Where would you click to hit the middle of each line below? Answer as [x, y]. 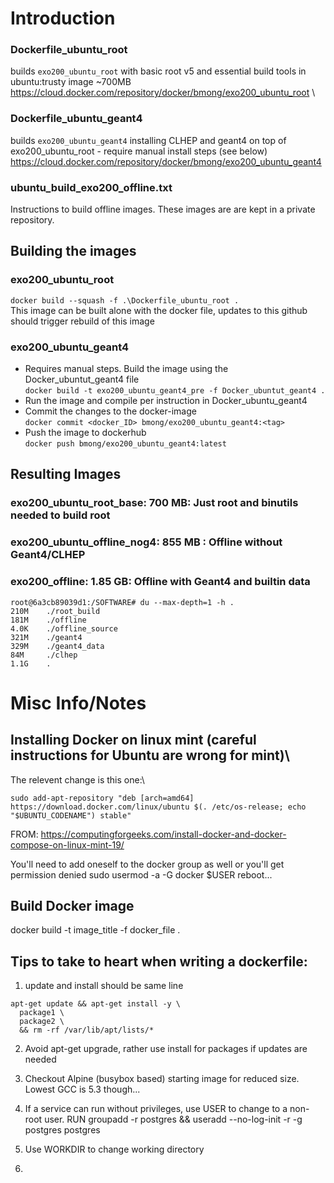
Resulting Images [66, 474]
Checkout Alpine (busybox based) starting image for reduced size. [162, 1079]
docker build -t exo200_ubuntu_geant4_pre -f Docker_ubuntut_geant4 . [175, 391]
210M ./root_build [55, 611]
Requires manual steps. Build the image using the [126, 369]
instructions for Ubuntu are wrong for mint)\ [150, 755]
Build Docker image [72, 905]
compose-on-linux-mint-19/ [67, 844]
